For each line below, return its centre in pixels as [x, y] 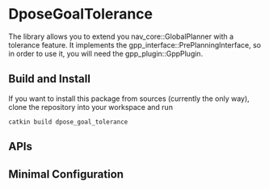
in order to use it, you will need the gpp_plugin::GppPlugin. [106, 53]
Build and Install [50, 79]
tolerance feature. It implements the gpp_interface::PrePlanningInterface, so [134, 44]
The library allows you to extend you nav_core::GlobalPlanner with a [121, 36]
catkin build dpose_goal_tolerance [68, 122]
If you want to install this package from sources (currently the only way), [129, 99]
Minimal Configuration [66, 174]
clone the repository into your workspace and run [91, 107]
